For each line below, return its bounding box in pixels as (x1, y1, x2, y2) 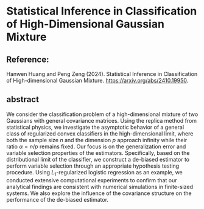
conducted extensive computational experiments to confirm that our (6, 176, 177, 183)
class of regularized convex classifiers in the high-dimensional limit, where (6, 129, 194, 137)
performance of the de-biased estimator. (6, 196, 108, 203)
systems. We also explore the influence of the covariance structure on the (6, 190, 192, 197)
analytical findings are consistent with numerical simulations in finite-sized (6, 183, 194, 190)
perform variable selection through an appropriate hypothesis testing (6, 162, 180, 170)
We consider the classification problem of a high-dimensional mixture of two (6, 111, 199, 118)
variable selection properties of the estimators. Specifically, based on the (6, 149, 190, 156)
